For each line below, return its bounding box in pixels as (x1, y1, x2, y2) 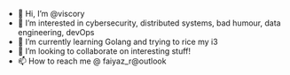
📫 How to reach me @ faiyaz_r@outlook (17, 56, 167, 66)
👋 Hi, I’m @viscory (17, 9, 85, 19)
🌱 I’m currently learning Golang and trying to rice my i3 (17, 36, 219, 47)
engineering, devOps (17, 27, 95, 37)
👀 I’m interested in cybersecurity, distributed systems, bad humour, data (17, 18, 281, 28)
